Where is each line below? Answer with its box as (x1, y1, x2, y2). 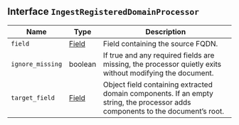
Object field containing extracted (102, 80, 213, 89)
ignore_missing (11, 60, 63, 68)
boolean (68, 59, 97, 69)
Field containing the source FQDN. (102, 38, 218, 48)
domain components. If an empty (102, 88, 213, 98)
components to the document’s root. (102, 106, 225, 116)
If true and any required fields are (102, 50, 215, 60)
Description (145, 26, 186, 36)
